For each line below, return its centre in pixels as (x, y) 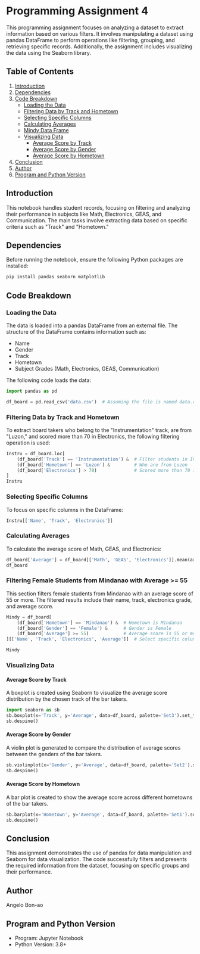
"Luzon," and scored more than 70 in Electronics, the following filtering (93, 436)
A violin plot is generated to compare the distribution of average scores (93, 748)
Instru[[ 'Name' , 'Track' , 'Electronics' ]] (60, 520)
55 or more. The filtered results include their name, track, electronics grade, (99, 599)
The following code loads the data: (49, 380)
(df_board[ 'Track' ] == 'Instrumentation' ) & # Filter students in (102, 459)
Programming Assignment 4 (77, 11)
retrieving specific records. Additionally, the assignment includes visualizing (99, 46)
